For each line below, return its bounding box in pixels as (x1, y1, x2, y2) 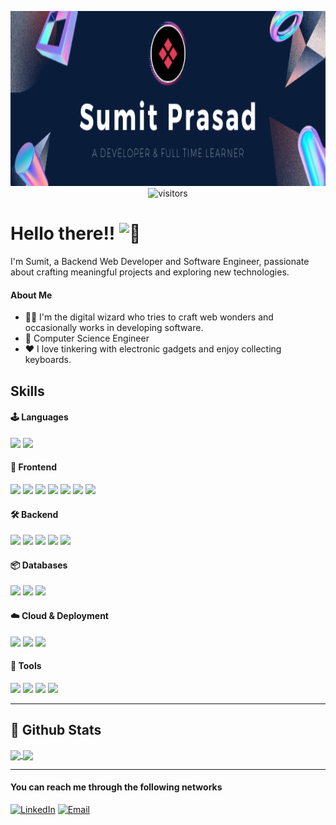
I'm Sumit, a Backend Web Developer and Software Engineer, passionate (10, 255, 310, 267)
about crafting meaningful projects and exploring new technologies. (10, 266, 290, 278)
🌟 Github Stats (10, 722, 102, 739)
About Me (10, 289, 53, 301)
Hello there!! (10, 222, 116, 245)
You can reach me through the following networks (10, 781, 223, 793)
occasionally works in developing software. (24, 322, 204, 334)
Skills (10, 382, 45, 400)
